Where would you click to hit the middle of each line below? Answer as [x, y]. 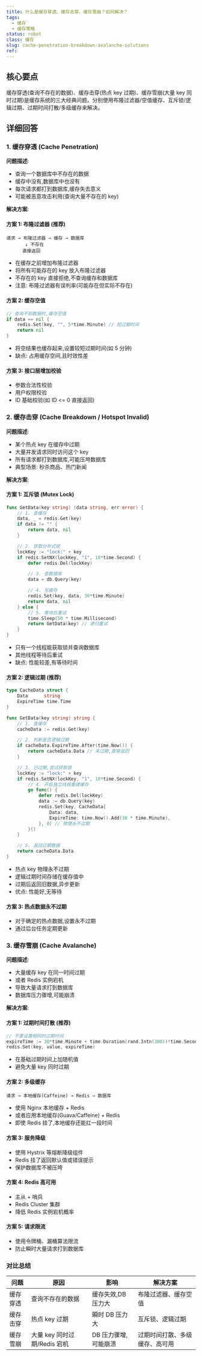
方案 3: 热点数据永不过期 [37, 906]
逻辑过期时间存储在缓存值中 [49, 876]
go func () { [43, 790]
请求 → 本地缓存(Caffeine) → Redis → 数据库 [59, 1096]
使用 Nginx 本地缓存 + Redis [50, 1108]
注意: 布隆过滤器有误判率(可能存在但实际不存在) [74, 286]
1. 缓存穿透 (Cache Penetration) [53, 147]
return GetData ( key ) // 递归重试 [68, 624]
